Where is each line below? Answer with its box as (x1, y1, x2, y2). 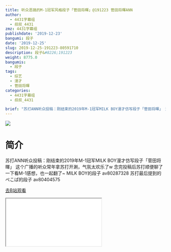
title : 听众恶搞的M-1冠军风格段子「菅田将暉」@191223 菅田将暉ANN (5, 7, 133, 13)
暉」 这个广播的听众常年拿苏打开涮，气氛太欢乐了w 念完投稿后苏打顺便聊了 (5, 164, 163, 170)
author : (5, 12, 22, 17)
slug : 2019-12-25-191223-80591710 (5, 45, 79, 50)
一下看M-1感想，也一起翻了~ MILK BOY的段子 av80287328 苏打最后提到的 (5, 170, 162, 176)
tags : (5, 69, 17, 74)
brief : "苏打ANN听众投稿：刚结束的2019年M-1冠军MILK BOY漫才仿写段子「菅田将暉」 (5, 106, 163, 112)
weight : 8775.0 (5, 54, 38, 60)
